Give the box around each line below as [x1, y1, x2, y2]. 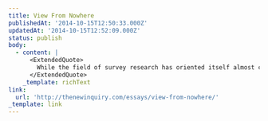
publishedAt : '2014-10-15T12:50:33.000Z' [8, 19, 148, 27]
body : [8, 41, 26, 49]
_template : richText [22, 78, 91, 86]
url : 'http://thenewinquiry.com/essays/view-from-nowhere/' [15, 93, 219, 101]
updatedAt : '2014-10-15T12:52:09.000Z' [8, 26, 141, 34]
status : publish [8, 33, 62, 42]
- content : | [15, 49, 59, 57]
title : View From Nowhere [8, 11, 94, 20]
